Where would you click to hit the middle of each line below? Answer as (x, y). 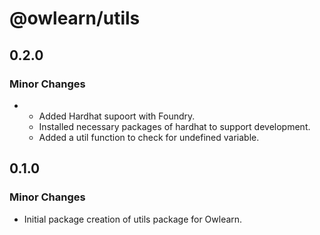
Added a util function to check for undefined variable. (149, 137)
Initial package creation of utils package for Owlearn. (133, 219)
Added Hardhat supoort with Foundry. (117, 116)
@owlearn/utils (75, 18)
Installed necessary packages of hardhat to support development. (174, 126)
